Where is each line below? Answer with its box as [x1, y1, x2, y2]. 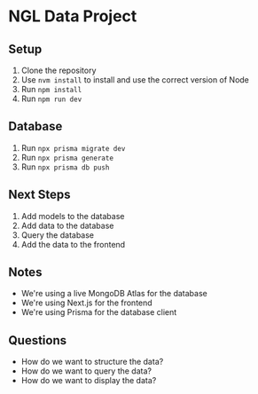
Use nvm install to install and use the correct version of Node [20, 75, 250, 85]
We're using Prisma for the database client [20, 307, 177, 318]
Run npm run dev [20, 93, 82, 104]
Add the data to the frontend [20, 239, 126, 249]
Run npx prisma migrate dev [20, 142, 126, 153]
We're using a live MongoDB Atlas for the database [20, 288, 207, 299]
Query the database [20, 229, 95, 240]
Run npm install [20, 84, 82, 94]
